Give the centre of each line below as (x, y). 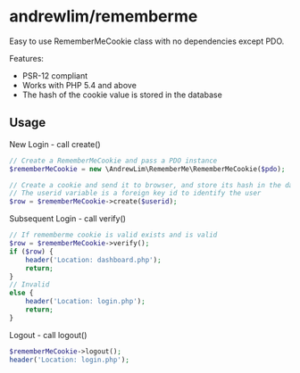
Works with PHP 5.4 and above (79, 85)
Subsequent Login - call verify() (68, 219)
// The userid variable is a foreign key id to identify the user (135, 194)
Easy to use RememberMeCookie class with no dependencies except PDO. (147, 41)
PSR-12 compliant (55, 75)
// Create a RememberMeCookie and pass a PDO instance (113, 161)
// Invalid (29, 285)
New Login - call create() (55, 144)
